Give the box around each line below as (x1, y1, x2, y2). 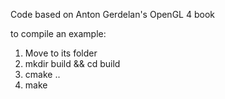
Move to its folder (24, 47, 98, 59)
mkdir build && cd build (24, 58, 121, 69)
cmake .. (24, 69, 61, 80)
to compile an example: (10, 28, 107, 39)
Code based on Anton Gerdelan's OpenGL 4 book (10, 9, 215, 20)
